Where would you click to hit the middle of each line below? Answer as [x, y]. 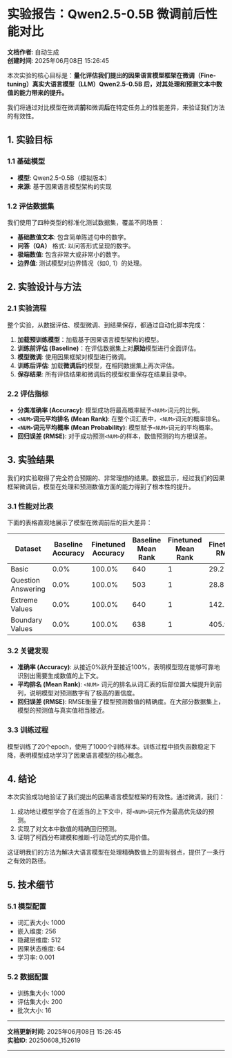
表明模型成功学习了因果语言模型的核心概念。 [83, 755]
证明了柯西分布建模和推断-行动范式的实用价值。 [85, 837]
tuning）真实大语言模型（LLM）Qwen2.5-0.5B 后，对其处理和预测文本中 [112, 84]
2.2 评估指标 [28, 394]
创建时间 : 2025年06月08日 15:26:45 [58, 60]
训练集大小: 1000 [41, 993]
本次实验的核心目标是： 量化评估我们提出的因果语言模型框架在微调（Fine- [112, 75]
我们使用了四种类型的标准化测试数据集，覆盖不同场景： [86, 222]
